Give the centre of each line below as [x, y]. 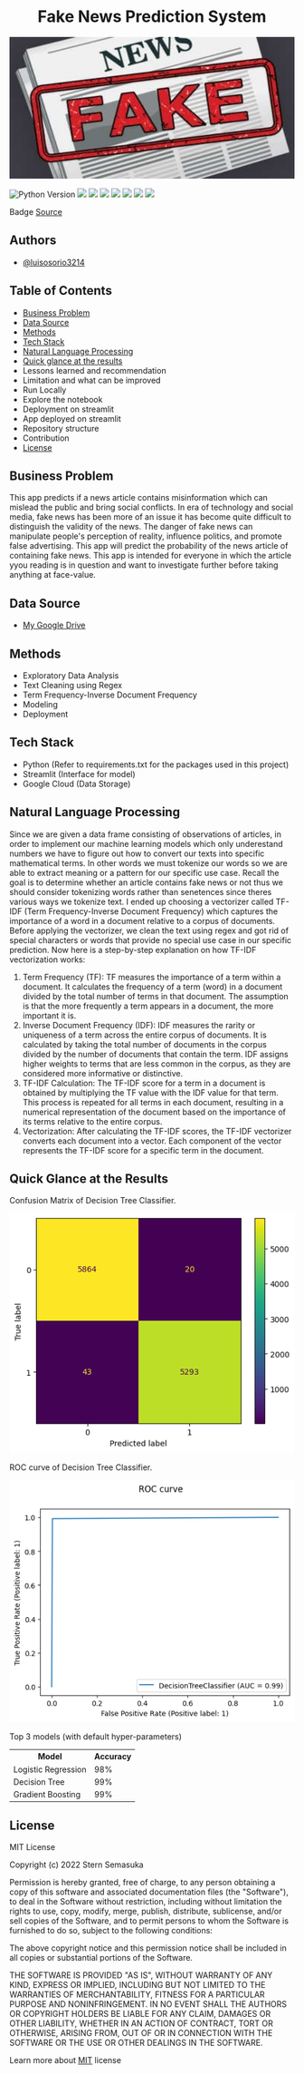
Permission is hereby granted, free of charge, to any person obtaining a [142, 1883]
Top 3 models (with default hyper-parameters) [96, 1736]
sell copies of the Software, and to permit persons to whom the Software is [149, 1921]
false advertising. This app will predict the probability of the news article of [149, 546]
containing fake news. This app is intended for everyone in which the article [151, 556]
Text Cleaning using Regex [72, 685]
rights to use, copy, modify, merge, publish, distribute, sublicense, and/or [146, 1912]
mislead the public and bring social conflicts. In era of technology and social [152, 507]
